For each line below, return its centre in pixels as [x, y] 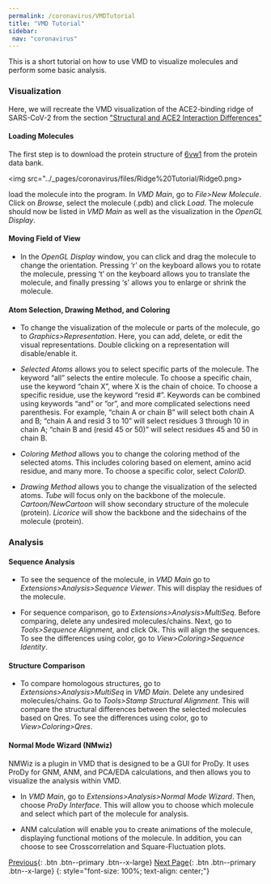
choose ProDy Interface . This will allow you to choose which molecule [137, 805]
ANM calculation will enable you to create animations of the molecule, [136, 829]
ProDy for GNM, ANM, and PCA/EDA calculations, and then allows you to [129, 772]
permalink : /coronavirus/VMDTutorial [72, 16]
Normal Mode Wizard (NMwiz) [61, 745]
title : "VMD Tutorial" [47, 24]
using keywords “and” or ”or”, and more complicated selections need [135, 404]
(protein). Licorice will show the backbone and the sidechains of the [133, 513]
